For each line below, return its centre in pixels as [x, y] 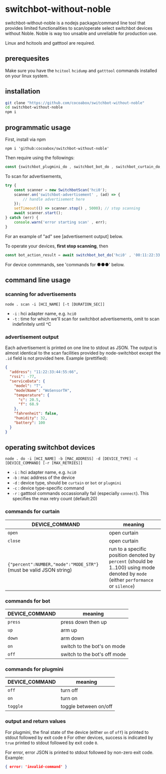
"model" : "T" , [28, 386]
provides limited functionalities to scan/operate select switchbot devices [79, 28]
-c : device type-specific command [48, 488]
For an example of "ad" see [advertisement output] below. [64, 236]
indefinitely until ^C [32, 324]
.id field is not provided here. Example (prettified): [56, 358]
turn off [69, 690]
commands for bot [28, 601]
